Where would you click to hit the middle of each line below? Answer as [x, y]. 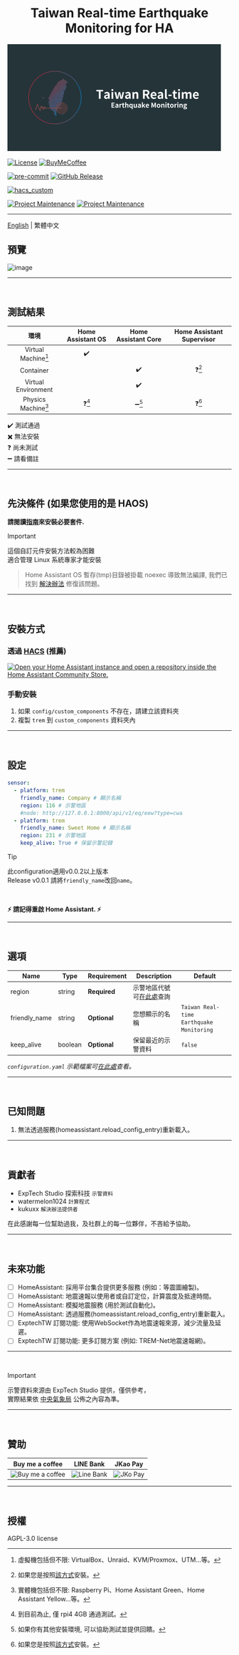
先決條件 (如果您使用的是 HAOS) [78, 503]
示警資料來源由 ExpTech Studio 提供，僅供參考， [79, 1390]
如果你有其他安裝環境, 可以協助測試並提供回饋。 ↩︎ [91, 1629]
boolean [70, 1044]
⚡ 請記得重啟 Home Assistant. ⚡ [54, 909]
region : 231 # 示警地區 [53, 836]
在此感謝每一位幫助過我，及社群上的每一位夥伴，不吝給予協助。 [101, 1224]
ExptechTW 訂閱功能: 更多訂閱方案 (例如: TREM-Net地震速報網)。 [113, 1341]
